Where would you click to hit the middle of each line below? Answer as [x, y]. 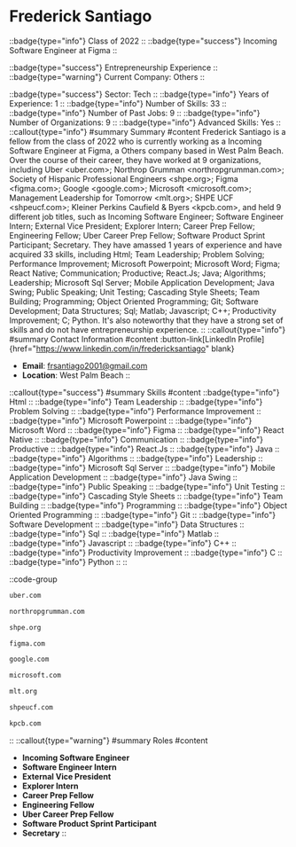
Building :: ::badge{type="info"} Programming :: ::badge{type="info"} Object [148, 505]
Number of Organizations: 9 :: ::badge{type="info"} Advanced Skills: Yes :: [145, 122]
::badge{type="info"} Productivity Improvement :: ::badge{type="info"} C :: [146, 553]
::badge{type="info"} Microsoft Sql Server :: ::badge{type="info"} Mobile [142, 467]
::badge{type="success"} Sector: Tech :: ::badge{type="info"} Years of [139, 94]
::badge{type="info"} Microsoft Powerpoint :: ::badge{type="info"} [131, 420]
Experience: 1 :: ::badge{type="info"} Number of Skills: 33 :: [118, 103]
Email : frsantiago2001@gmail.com [85, 365]
